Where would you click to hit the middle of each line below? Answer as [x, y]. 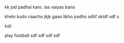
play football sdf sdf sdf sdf [32, 35]
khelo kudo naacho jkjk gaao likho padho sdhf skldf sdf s [62, 16]
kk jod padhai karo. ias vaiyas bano [40, 7]
